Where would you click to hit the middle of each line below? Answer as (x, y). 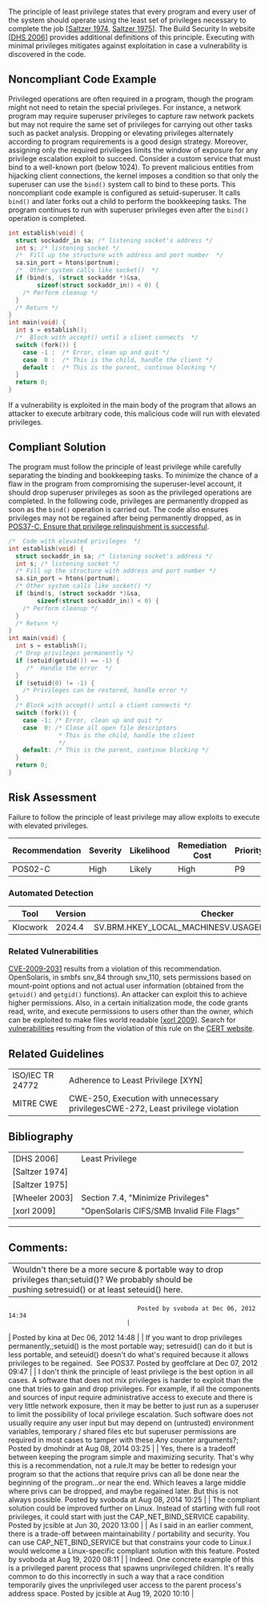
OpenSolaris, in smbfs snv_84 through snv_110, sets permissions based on (130, 977)
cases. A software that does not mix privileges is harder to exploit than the (131, 1380)
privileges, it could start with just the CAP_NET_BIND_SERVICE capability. (129, 1516)
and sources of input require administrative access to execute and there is (131, 1397)
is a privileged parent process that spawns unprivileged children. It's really (131, 1567)
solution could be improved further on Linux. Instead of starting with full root (134, 1508)
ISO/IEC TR (33, 1075)
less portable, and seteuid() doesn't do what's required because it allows (128, 1354)
